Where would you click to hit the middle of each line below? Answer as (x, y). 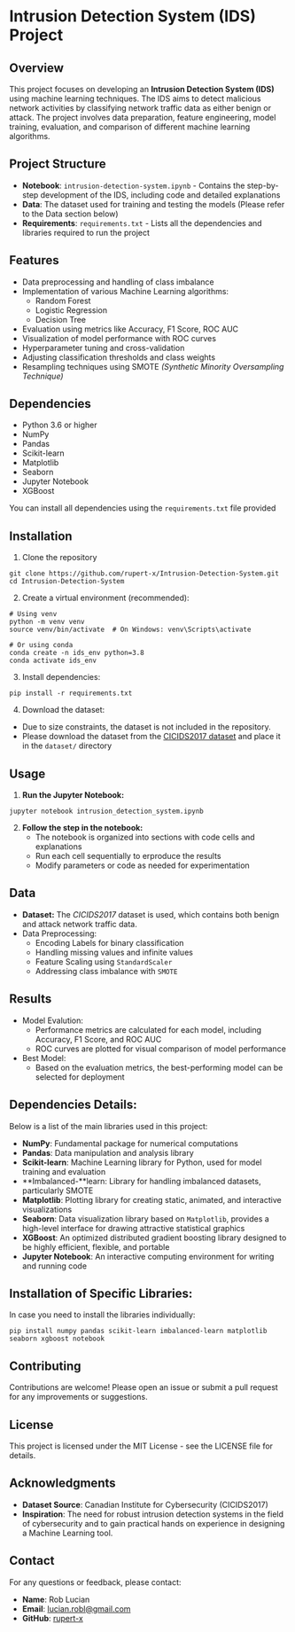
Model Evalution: (53, 1020)
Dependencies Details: (73, 1105)
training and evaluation (64, 1171)
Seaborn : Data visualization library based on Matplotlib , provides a (146, 1218)
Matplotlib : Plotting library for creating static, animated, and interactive (151, 1199)
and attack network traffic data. (79, 924)
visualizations (47, 1209)
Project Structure (58, 164)
